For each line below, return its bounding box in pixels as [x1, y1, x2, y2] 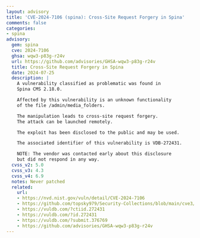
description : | [11, 75, 49, 81]
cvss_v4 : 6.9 [11, 173, 44, 179]
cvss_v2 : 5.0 [11, 162, 44, 168]
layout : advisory [6, 8, 49, 15]
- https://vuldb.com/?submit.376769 [17, 217, 108, 223]
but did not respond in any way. [17, 156, 100, 162]
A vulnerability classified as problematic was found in [17, 81, 161, 87]
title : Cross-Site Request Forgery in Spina [11, 64, 124, 70]
